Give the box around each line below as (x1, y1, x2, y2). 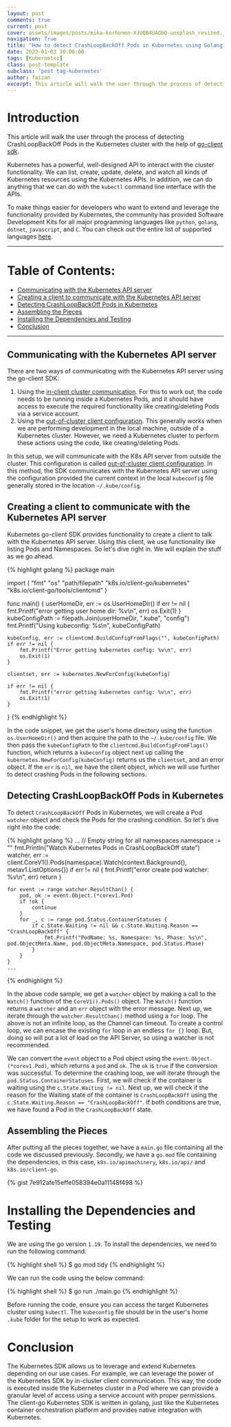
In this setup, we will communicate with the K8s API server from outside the (7, 452, 221, 460)
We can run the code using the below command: (7, 1274, 145, 1283)
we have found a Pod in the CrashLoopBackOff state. (7, 1105, 153, 1113)
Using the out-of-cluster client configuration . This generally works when (16, 417, 222, 425)
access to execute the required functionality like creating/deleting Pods (16, 402, 219, 410)
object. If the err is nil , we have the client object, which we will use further (7, 763, 220, 771)
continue (32, 904, 57, 911)
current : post (7, 23, 48, 30)
